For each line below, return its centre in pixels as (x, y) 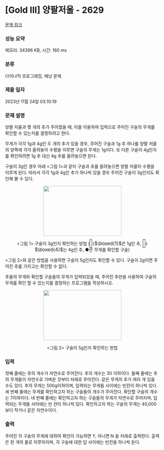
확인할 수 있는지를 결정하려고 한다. (38, 133)
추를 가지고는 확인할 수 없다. (41, 267)
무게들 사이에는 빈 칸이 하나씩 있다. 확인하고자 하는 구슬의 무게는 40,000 (87, 404)
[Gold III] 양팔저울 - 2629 (55, 10)
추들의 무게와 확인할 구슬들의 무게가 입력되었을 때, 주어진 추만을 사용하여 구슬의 (81, 277)
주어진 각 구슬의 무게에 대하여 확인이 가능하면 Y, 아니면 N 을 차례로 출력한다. (78, 436)
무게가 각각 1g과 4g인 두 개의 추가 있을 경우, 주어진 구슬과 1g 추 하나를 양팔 (76, 144)
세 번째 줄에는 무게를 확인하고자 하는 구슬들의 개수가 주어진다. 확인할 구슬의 (77, 392)
